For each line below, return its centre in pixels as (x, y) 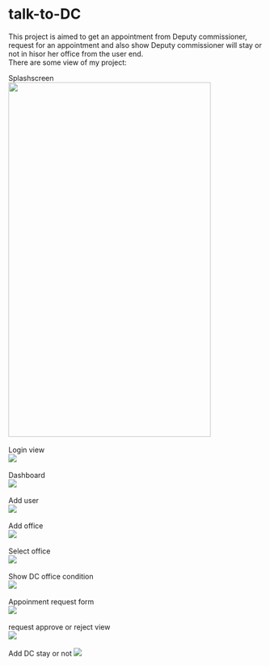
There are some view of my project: (67, 62)
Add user (23, 500)
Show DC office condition (51, 576)
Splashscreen (31, 78)
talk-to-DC (45, 14)
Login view (27, 450)
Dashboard (27, 475)
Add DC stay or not (40, 653)
